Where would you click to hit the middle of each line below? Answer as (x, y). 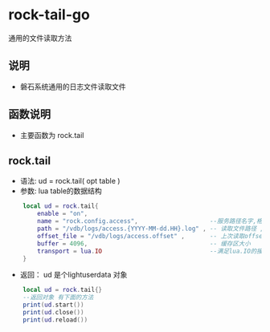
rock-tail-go (49, 15)
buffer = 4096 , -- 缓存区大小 (144, 243)
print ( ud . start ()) (53, 305)
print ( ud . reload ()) (55, 320)
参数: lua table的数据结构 (61, 191)
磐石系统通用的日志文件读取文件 (73, 87)
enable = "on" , (63, 214)
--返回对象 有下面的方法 (58, 298)
